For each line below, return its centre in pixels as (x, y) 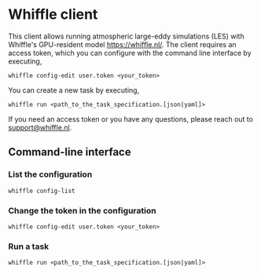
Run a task (29, 247)
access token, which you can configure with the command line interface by (130, 53)
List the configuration (50, 174)
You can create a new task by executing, (74, 90)
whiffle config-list (42, 191)
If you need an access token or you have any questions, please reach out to (131, 119)
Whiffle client (53, 15)
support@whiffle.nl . (40, 127)
